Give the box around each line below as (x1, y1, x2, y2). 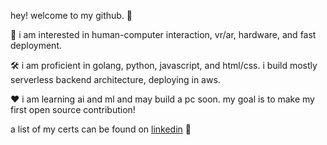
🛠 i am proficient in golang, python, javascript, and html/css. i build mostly (10, 60, 318, 71)
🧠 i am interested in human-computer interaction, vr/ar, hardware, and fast (10, 29, 317, 40)
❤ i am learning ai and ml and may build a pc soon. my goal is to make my (10, 93, 315, 105)
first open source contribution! (10, 104, 136, 115)
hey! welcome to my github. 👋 (10, 10, 133, 21)
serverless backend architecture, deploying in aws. (10, 74, 221, 85)
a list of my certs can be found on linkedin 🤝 (10, 123, 192, 135)
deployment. (10, 40, 62, 51)
